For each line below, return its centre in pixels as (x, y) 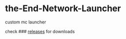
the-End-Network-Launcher (63, 9)
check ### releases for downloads (40, 31)
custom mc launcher (26, 22)
